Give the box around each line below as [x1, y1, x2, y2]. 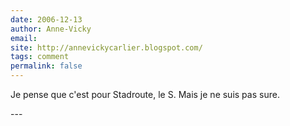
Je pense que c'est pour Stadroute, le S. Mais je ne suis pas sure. [10, 89, 280, 100]
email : [10, 33, 38, 43]
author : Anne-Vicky [10, 24, 92, 34]
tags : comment [10, 52, 70, 62]
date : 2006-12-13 [10, 14, 83, 25]
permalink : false [10, 61, 83, 71]
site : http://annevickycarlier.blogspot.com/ [10, 42, 203, 53]
